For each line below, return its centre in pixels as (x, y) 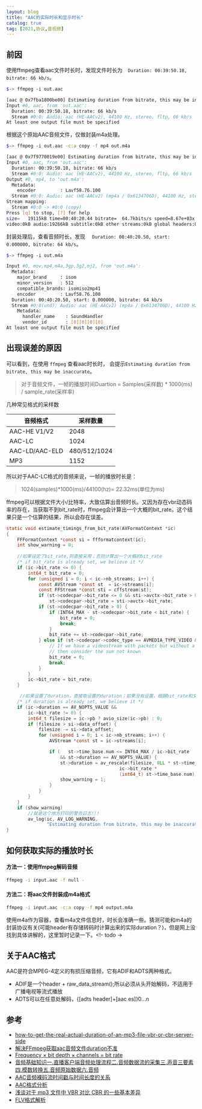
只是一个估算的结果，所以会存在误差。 (59, 517)
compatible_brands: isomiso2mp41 (59, 289)
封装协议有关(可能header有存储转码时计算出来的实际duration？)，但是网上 (98, 927)
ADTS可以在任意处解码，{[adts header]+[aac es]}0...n (82, 999)
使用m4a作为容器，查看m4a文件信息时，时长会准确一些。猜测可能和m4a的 (99, 920)
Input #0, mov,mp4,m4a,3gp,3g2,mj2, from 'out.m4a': (74, 266)
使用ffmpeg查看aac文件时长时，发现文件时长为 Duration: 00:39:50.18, (97, 70)
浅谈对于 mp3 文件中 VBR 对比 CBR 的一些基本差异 (78, 1092)
